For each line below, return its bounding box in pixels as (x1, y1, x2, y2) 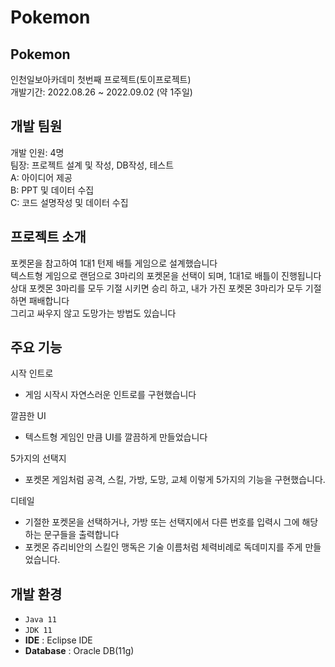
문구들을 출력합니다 (43, 529, 120, 541)
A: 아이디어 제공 (10, 171, 73, 183)
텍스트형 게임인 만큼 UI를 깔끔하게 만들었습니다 (24, 431, 208, 443)
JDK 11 (24, 626, 53, 636)
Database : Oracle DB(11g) (24, 645, 135, 657)
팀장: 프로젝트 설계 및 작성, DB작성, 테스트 (10, 159, 175, 171)
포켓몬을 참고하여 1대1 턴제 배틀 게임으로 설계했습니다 (10, 257, 218, 269)
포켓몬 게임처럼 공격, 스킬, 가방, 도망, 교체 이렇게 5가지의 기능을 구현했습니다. (24, 474, 326, 486)
